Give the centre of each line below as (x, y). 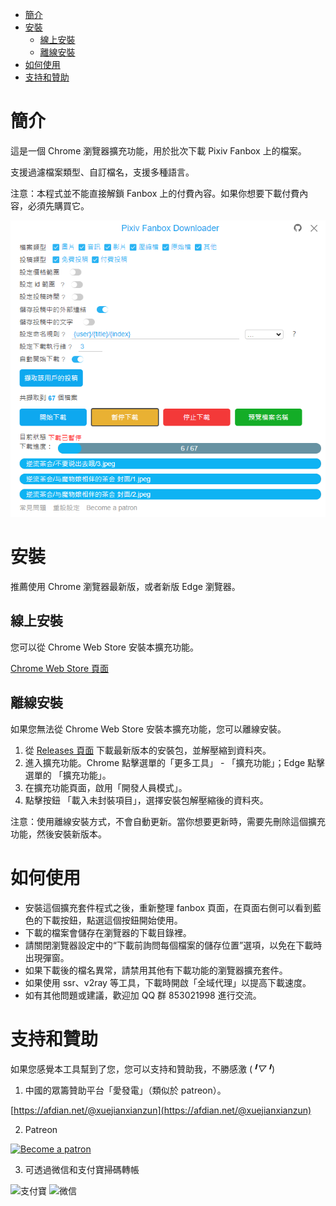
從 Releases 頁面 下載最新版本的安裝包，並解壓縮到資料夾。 (148, 750)
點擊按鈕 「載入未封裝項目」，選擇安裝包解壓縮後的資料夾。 (146, 800)
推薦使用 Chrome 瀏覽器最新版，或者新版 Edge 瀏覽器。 (125, 586)
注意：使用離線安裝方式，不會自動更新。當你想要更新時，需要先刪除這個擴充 (168, 821)
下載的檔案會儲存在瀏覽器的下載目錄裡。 (108, 932)
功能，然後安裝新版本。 (58, 834)
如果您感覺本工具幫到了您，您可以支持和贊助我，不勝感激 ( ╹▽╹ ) (143, 1069)
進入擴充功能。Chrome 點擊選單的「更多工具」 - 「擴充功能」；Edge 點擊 (175, 762)
